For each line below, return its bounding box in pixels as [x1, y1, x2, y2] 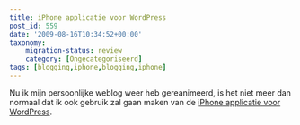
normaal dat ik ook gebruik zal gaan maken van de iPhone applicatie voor [9, 96, 281, 107]
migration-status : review [25, 46, 123, 55]
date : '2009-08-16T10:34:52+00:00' [9, 29, 143, 38]
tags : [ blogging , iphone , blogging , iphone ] [9, 63, 167, 72]
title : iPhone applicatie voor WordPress [9, 12, 167, 22]
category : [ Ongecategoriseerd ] [25, 54, 143, 63]
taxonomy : [9, 37, 47, 47]
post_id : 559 [9, 21, 58, 30]
